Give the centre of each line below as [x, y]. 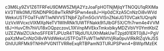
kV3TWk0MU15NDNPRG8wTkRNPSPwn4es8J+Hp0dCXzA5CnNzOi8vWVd [81, 12]
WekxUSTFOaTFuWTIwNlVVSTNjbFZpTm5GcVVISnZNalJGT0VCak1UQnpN [81, 17]
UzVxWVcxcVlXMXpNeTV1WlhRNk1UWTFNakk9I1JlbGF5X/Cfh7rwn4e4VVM [82, 23]
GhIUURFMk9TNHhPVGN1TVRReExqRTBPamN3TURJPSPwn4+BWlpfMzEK [81, 43]
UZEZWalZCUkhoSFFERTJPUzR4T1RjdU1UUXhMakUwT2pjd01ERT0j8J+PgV [82, 33]
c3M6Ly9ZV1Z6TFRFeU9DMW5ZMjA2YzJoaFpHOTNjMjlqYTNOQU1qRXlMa [82, 7]
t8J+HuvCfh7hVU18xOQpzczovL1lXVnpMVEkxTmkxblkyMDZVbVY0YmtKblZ [82, 28]
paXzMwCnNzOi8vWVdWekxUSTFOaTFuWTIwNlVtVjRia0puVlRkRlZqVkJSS [82, 38]
